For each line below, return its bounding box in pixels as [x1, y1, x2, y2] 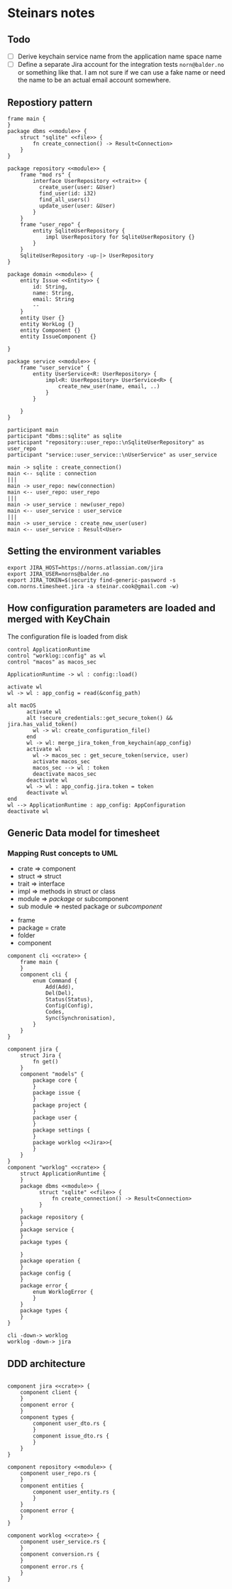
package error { [20, 1282, 69, 1290]
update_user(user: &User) [38, 202, 116, 209]
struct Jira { [20, 1052, 62, 1059]
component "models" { [20, 1070, 84, 1078]
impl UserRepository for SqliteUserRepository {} [45, 233, 195, 240]
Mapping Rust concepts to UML [7, 848, 118, 858]
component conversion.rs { [20, 1551, 100, 1558]
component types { [20, 1414, 74, 1421]
